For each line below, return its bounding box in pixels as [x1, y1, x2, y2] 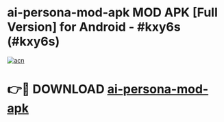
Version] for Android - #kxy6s [7, 19, 181, 35]
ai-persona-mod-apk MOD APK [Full [7, 5, 218, 20]
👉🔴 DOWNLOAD [7, 82, 105, 97]
